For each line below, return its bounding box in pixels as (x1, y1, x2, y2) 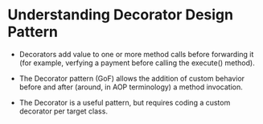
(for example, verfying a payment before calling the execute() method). (18, 58, 255, 68)
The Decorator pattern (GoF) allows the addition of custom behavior (18, 73, 245, 83)
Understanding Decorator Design (7, 6, 234, 24)
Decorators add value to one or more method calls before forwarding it (18, 49, 254, 59)
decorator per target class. (18, 106, 108, 116)
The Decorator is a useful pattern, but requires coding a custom (18, 97, 231, 107)
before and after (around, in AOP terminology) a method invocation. (18, 82, 243, 92)
